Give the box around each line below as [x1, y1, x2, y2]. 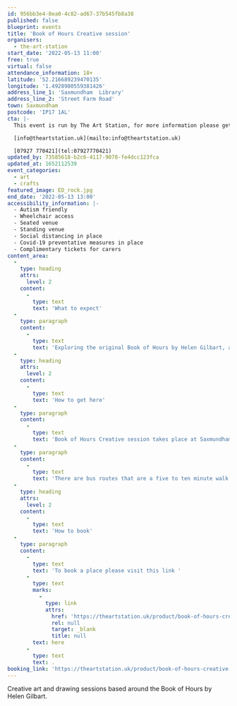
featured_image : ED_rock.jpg [7, 186, 93, 194]
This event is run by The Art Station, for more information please [13, 121, 219, 129]
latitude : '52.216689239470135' [7, 75, 102, 83]
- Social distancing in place [13, 232, 102, 240]
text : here [32, 639, 65, 646]
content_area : [7, 252, 49, 260]
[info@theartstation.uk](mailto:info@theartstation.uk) [13, 135, 181, 142]
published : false [7, 17, 59, 24]
